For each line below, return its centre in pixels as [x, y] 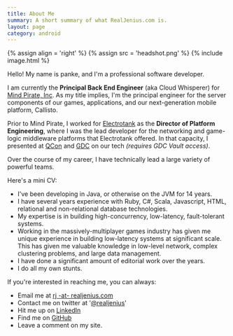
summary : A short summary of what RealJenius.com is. [87, 20]
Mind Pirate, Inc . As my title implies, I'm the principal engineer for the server [116, 95]
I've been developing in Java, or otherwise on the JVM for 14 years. [115, 194]
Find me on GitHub [44, 318]
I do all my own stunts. [50, 268]
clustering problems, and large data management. [89, 253]
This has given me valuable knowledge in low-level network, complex [118, 246]
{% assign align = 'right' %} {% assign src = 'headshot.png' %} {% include [115, 53]
